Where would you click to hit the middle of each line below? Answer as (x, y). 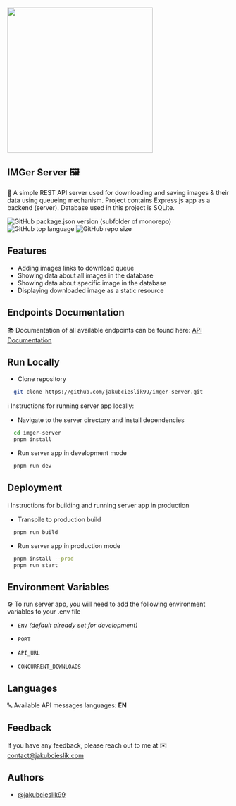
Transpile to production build (59, 519)
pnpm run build (36, 532)
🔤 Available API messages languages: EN (67, 705)
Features (27, 251)
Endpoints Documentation (66, 312)
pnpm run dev (33, 466)
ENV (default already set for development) (77, 625)
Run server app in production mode (69, 545)
